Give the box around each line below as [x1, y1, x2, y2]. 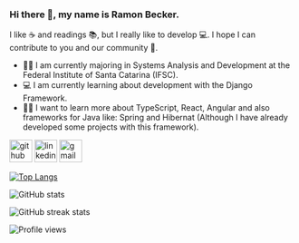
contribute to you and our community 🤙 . [9, 43, 159, 53]
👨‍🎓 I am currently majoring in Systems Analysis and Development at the [22, 60, 291, 71]
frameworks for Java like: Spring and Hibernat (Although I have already [22, 112, 288, 123]
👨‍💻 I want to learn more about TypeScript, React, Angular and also [22, 102, 270, 113]
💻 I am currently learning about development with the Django [22, 80, 254, 91]
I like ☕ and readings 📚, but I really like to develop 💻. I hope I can [9, 29, 256, 40]
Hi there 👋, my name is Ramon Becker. [9, 8, 179, 21]
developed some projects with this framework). [22, 121, 199, 132]
